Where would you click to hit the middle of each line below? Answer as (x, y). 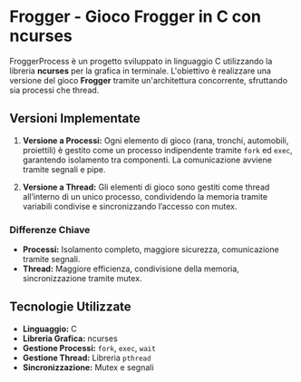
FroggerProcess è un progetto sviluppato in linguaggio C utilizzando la (141, 61)
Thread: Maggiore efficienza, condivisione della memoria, (131, 269)
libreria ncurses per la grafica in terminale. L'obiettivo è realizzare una (141, 71)
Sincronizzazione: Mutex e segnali (88, 367)
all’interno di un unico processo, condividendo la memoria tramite (145, 196)
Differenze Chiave (50, 230)
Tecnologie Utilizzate (70, 307)
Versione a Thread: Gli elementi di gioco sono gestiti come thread (146, 187)
